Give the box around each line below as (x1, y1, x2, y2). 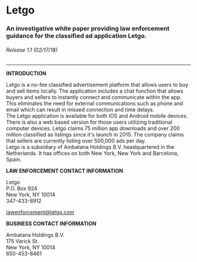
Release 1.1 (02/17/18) (6, 46, 58, 53)
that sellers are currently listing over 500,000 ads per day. (6, 137, 147, 144)
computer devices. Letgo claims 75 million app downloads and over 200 (6, 125, 180, 132)
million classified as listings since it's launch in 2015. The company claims (6, 131, 184, 138)
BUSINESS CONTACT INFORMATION (6, 220, 97, 227)
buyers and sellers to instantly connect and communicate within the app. (6, 94, 182, 101)
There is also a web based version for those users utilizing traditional (6, 118, 173, 126)
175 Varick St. (6, 238, 39, 245)
